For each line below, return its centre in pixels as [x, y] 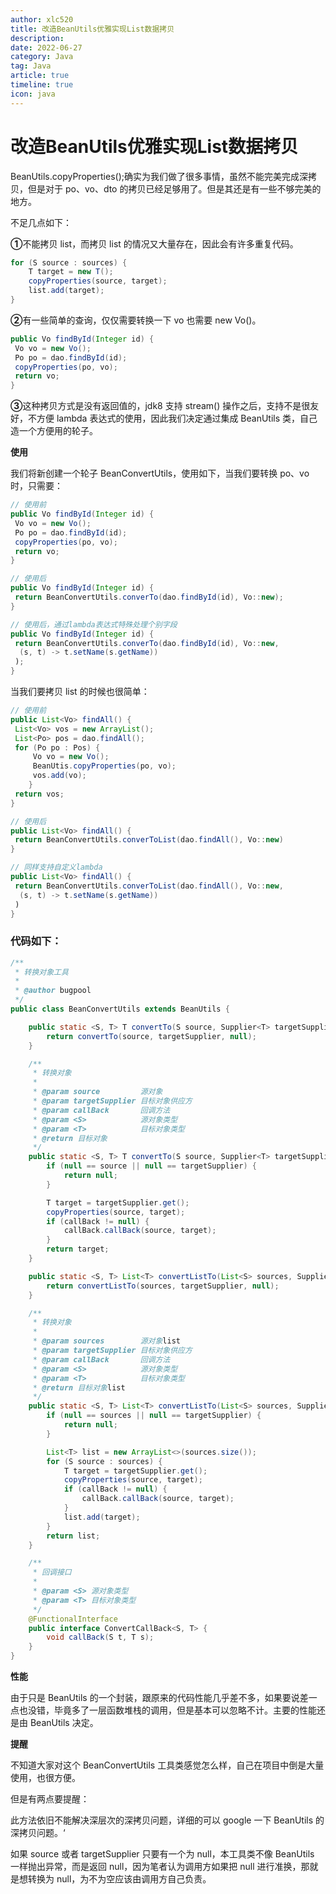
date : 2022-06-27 [46, 47]
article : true [40, 76]
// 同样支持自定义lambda [56, 867]
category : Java [42, 57]
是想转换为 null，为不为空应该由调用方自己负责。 [111, 1879]
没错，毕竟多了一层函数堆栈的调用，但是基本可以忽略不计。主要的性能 [172, 1710]
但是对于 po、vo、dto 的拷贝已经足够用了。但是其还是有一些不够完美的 [174, 188]
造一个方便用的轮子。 [54, 431]
